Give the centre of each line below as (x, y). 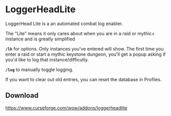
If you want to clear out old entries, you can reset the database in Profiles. (83, 79)
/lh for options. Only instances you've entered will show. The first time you (84, 49)
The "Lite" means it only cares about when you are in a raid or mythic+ (80, 33)
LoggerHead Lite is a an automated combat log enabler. (64, 24)
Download (22, 96)
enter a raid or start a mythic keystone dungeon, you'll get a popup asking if (85, 54)
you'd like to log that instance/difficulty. (47, 59)
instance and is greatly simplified (40, 39)
